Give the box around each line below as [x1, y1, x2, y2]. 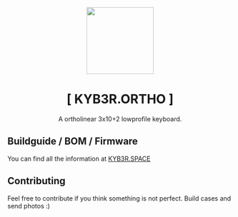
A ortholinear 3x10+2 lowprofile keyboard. [58, 114, 182, 123]
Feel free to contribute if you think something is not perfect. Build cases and [7, 193, 232, 203]
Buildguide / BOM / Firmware [7, 136, 138, 148]
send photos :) [7, 201, 50, 210]
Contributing [7, 175, 66, 187]
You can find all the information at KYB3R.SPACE [7, 154, 152, 163]
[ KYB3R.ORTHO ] [66, 91, 174, 107]
